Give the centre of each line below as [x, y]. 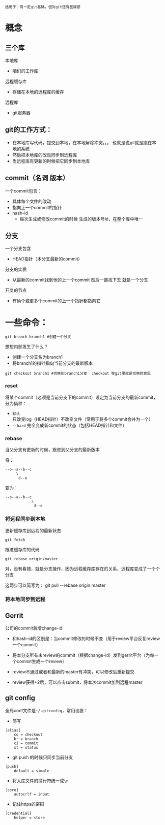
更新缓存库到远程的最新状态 [33, 531]
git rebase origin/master [31, 559]
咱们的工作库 [25, 71]
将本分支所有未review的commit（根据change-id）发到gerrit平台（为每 [83, 655]
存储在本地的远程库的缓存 [38, 92]
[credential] [18, 813]
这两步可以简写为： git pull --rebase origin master [55, 585]
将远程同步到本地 [25, 519]
